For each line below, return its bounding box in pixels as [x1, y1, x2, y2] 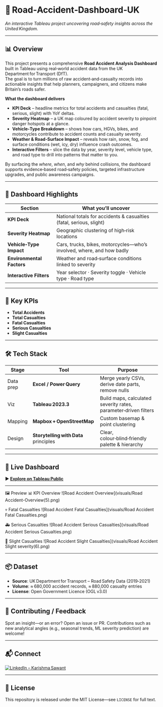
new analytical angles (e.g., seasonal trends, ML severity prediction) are [5, 625, 149, 631]
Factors [7, 261, 26, 268]
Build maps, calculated [100, 395, 152, 401]
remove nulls [100, 387, 130, 394]
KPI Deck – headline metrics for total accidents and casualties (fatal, [12, 105, 149, 111]
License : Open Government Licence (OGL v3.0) [12, 588, 108, 594]
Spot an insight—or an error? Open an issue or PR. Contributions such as [5, 620, 151, 626]
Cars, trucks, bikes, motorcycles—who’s [56, 241, 147, 248]
